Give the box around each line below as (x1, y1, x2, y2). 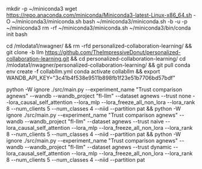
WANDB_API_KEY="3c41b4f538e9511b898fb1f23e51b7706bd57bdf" (6, 75, 176, 81)
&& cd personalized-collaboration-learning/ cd (70, 55, 186, 62)
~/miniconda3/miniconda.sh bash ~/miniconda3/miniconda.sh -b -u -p (11, 18, 188, 25)
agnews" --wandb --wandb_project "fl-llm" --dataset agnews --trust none (6, 93, 192, 99)
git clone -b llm (6, 49, 44, 56)
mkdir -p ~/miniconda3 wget (6, 5, 77, 12)
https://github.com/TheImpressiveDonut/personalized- (45, 49, 181, 56)
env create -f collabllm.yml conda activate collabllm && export (6, 68, 160, 75)
